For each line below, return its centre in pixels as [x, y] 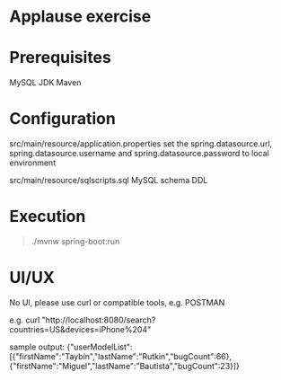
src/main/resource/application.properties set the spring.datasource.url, [141, 144]
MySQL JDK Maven [45, 83]
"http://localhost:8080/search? [99, 320]
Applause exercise [80, 17]
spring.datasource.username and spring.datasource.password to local [139, 154]
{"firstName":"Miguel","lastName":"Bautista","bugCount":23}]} [125, 366]
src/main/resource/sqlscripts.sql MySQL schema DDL [109, 181]
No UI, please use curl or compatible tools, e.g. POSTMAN [117, 302]
